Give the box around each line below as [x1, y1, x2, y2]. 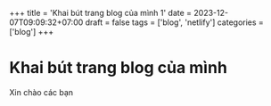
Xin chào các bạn [9, 86, 74, 97]
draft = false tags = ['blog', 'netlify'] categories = [85, 17, 265, 28]
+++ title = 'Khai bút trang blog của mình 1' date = [9, 8, 193, 18]
